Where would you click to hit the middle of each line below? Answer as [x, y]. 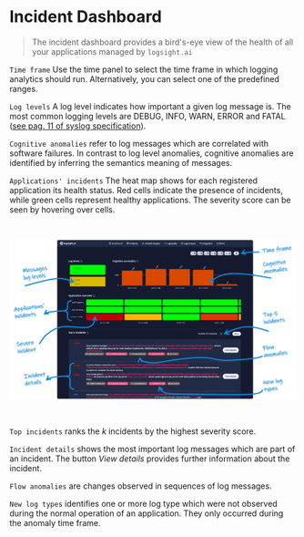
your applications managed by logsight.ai [112, 51]
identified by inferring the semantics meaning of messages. [121, 162]
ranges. [24, 88]
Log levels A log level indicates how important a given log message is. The [150, 106]
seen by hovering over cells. [62, 209]
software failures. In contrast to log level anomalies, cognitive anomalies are [152, 153]
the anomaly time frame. [55, 523]
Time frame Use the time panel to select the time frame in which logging [144, 69]
